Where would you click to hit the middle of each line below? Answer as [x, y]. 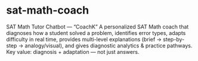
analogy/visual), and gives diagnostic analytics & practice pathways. [109, 46]
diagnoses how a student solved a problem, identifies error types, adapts [96, 33]
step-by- [174, 39]
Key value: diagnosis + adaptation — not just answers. [73, 52]
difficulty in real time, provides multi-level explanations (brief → [84, 39]
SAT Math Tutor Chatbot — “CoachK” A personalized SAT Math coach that [98, 27]
